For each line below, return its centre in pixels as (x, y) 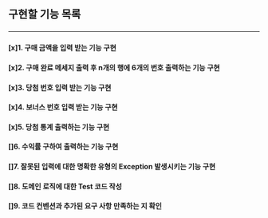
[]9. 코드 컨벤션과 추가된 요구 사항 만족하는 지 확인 (85, 206)
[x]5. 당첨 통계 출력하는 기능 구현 (59, 127)
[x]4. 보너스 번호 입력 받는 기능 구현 (63, 107)
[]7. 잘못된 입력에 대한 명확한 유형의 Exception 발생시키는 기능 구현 (112, 166)
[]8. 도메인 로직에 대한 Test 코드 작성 (65, 186)
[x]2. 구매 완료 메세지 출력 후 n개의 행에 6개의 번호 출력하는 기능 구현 (114, 67)
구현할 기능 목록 (45, 14)
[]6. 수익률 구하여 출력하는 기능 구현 (63, 147)
